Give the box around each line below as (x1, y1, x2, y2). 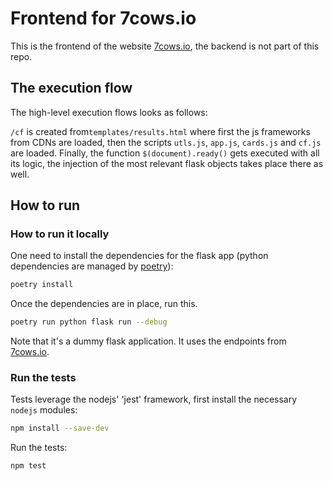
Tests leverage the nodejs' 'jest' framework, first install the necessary (10, 393, 298, 406)
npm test (10, 461, 47, 471)
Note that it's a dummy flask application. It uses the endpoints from (10, 335, 287, 347)
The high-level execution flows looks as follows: (10, 106, 208, 118)
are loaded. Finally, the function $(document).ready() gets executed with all (10, 147, 320, 159)
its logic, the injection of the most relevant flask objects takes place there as (10, 157, 324, 169)
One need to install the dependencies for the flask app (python (10, 250, 269, 262)
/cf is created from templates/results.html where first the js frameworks (10, 125, 311, 137)
